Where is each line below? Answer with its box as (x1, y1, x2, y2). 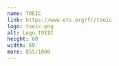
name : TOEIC (7, 10, 41, 17)
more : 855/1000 (7, 49, 51, 56)
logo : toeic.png (7, 23, 54, 30)
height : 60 (7, 36, 39, 43)
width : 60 (7, 42, 36, 49)
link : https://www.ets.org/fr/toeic (7, 16, 112, 23)
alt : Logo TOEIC (7, 29, 54, 36)
